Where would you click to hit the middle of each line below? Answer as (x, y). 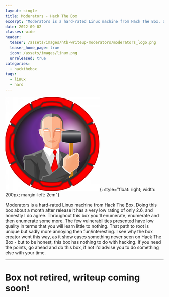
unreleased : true (28, 58)
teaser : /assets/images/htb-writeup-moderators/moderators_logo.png (83, 43)
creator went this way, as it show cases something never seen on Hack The (83, 237)
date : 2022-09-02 (23, 27)
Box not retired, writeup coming (73, 278)
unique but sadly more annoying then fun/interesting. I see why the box (79, 231)
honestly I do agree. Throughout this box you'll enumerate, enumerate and (82, 215)
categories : (18, 64)
